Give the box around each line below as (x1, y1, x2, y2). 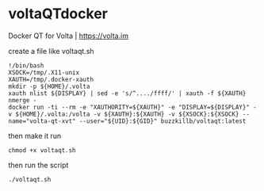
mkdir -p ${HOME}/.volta (8, 82, 90, 90)
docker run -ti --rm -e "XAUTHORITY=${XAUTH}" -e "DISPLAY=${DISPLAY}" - (8, 103, 258, 111)
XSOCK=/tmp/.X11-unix (8, 68, 80, 76)
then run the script (8, 160, 69, 170)
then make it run (8, 131, 62, 140)
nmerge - (8, 96, 37, 104)
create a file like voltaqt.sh (8, 46, 94, 55)
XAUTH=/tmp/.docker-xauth (8, 75, 94, 83)
